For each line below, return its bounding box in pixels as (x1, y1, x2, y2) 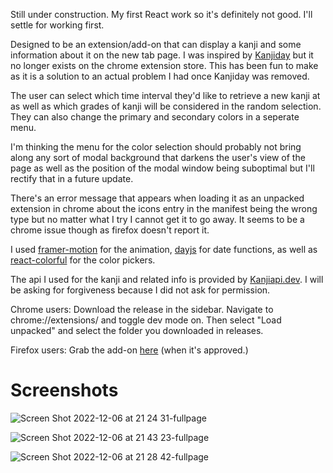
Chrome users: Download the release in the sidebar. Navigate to (10, 304, 274, 315)
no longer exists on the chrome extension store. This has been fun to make (10, 60, 319, 71)
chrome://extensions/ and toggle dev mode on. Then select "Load (10, 314, 282, 326)
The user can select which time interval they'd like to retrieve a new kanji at (10, 90, 321, 101)
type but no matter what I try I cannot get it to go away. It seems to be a (10, 214, 305, 225)
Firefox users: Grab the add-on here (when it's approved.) (10, 344, 249, 356)
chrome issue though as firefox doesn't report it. (10, 224, 210, 236)
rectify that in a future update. (10, 173, 134, 184)
